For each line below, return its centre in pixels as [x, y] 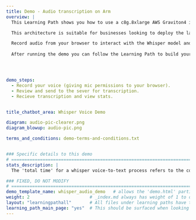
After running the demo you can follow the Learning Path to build [95, 54]
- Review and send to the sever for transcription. [76, 91]
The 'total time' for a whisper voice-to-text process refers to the [97, 170]
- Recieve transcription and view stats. [62, 96]
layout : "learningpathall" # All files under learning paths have [96, 202]
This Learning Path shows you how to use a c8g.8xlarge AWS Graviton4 [99, 22]
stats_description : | [32, 165]
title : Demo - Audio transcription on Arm [58, 11]
